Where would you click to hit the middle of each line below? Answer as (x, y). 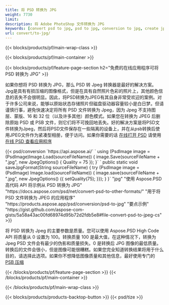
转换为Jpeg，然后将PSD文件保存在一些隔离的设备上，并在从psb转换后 (82, 129)
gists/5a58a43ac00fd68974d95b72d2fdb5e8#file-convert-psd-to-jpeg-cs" (83, 215)
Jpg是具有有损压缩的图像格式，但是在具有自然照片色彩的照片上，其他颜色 (82, 91)
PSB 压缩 (15, 262)
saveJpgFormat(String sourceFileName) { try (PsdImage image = (72, 167)
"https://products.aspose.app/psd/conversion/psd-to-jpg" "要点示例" (77, 204)
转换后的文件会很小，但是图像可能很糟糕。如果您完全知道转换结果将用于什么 (84, 249)
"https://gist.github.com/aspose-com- (45, 210)
